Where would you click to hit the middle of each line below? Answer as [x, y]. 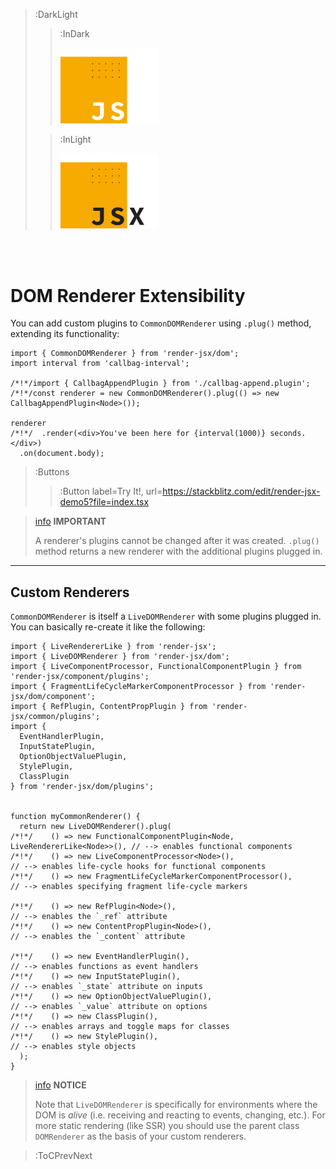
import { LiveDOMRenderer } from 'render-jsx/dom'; [120, 657]
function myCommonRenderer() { [75, 817]
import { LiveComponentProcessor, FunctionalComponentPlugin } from [156, 667]
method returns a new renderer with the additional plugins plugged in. [178, 551]
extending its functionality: [65, 334]
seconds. [288, 434]
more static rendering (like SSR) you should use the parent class [167, 1126]
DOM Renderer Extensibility [128, 295]
